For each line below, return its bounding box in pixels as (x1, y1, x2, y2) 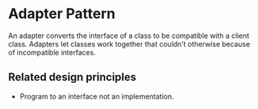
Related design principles (8, 70, 137, 84)
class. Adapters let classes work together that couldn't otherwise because (8, 39, 251, 48)
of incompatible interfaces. (8, 47, 97, 57)
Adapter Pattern (8, 5, 116, 23)
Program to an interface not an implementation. (19, 92, 174, 101)
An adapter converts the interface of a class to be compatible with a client (8, 31, 249, 40)
